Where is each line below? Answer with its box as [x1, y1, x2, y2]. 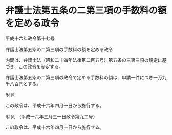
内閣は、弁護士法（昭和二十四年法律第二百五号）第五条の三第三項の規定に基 [5, 57, 167, 63]
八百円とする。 [9, 80, 41, 87]
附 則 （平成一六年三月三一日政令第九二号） [5, 113, 98, 119]
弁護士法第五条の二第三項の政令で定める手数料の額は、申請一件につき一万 [5, 74, 162, 80]
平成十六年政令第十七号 [5, 35, 55, 41]
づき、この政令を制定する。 [5, 63, 64, 70]
